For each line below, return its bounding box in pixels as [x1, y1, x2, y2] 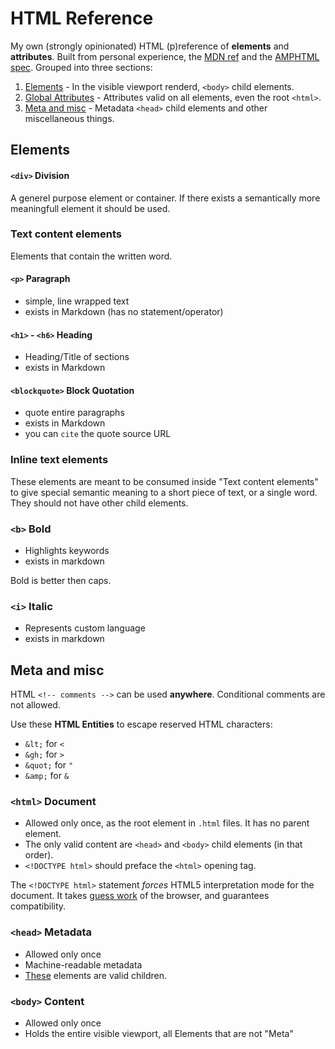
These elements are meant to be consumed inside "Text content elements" [10, 475, 319, 487]
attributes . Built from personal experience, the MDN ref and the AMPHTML [10, 50, 320, 62]
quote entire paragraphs [24, 407, 125, 419]
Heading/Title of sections [24, 351, 130, 363]
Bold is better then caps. [10, 575, 112, 587]
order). [24, 849, 54, 861]
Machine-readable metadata [24, 958, 143, 971]
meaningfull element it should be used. [10, 202, 171, 214]
